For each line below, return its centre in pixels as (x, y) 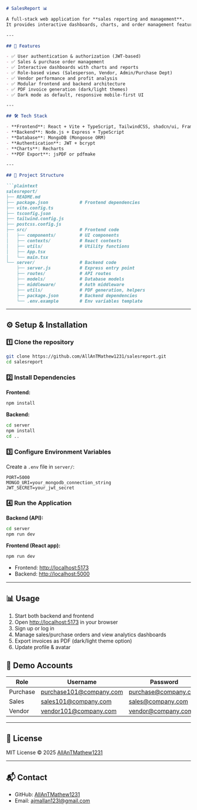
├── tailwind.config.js (35, 219)
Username (82, 682)
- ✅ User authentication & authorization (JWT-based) (74, 57)
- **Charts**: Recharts (35, 148)
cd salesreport (25, 362)
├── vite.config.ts (30, 208)
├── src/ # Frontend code (62, 230)
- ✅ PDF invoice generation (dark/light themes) (67, 89)
